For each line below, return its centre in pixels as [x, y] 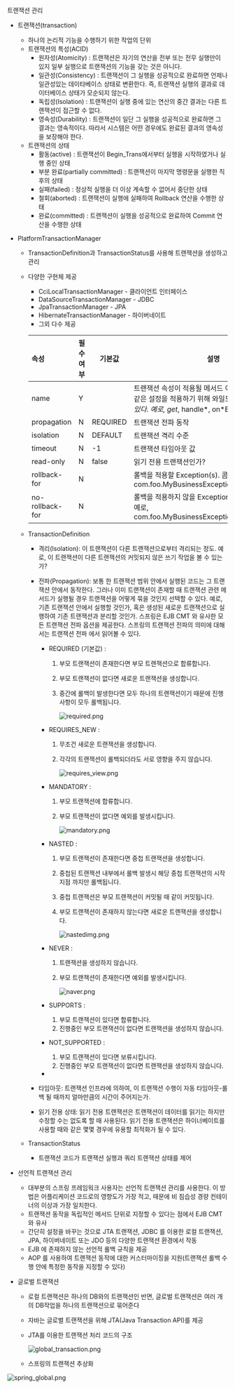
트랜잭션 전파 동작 [162, 422]
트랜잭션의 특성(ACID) [58, 49]
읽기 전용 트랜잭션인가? [170, 462]
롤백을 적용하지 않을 [165, 497]
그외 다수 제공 [57, 324]
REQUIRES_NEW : [74, 730]
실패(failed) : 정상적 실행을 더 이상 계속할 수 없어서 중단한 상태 [123, 189]
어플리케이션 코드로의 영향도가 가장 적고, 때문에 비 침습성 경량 [125, 1196]
